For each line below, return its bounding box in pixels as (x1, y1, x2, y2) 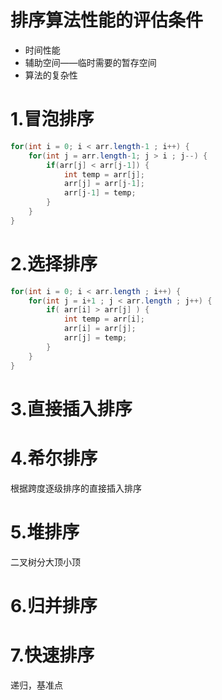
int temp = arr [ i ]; (63, 314, 145, 325)
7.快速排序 (10, 644, 95, 666)
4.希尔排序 (10, 447, 98, 470)
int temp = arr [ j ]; (63, 169, 145, 180)
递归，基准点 (10, 679, 63, 691)
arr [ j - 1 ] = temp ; (63, 188, 137, 198)
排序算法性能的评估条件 (10, 9, 204, 32)
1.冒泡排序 (10, 108, 95, 131)
